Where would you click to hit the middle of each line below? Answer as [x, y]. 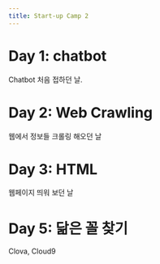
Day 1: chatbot [58, 55]
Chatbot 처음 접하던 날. [45, 79]
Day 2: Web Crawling [80, 112]
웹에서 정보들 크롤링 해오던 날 [55, 136]
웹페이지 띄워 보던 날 [41, 193]
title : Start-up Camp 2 [49, 16]
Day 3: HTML [53, 169]
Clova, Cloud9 [32, 251]
